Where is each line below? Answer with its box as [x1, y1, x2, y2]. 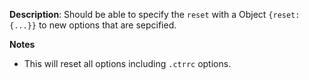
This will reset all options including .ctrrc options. [23, 58, 232, 69]
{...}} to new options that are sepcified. [9, 19, 177, 31]
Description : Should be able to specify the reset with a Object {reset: [9, 9, 301, 20]
